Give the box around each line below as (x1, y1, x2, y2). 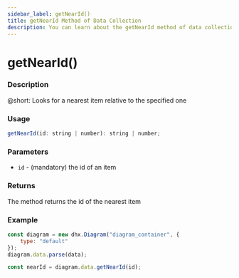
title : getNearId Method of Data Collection (7, 17, 142, 24)
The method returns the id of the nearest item (7, 197, 141, 205)
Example (7, 215, 38, 225)
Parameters (7, 147, 48, 157)
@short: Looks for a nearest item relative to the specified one (7, 96, 187, 104)
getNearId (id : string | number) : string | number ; (7, 130, 161, 138)
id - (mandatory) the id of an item (17, 163, 117, 172)
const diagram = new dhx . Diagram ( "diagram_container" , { (7, 231, 180, 238)
